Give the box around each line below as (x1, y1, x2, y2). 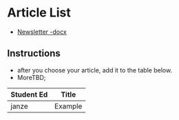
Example (54, 101, 83, 111)
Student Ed (10, 90, 48, 99)
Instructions (7, 48, 61, 59)
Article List (7, 5, 71, 21)
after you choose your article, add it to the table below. (17, 66, 173, 74)
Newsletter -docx (17, 28, 67, 36)
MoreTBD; (17, 73, 46, 81)
